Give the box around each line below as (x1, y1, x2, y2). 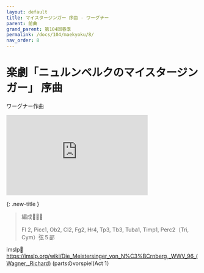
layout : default (6, 9, 48, 15)
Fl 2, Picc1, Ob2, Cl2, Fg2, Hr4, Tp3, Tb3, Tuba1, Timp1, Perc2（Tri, (21, 226, 189, 233)
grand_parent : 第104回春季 (6, 26, 71, 32)
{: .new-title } (6, 200, 40, 208)
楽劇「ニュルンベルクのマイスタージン (6, 65, 199, 80)
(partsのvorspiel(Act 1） (52, 260, 112, 267)
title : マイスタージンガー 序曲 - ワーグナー (6, 15, 109, 21)
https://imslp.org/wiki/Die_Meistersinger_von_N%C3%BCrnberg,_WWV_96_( (6, 252, 199, 260)
